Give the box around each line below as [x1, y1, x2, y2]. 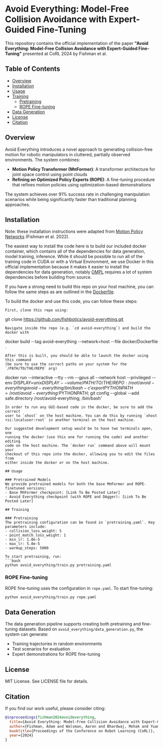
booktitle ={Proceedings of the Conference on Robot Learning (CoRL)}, [9, 728, 155, 733]
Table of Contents [5, 65, 61, 73]
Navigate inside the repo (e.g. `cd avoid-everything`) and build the [5, 326, 151, 331]
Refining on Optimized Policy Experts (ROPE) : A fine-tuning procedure [12, 177, 155, 182]
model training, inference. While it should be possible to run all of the [5, 254, 143, 260]
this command [5, 358, 32, 363]
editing [5, 439, 21, 444]
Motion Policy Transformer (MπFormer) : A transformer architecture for [12, 166, 155, 172]
